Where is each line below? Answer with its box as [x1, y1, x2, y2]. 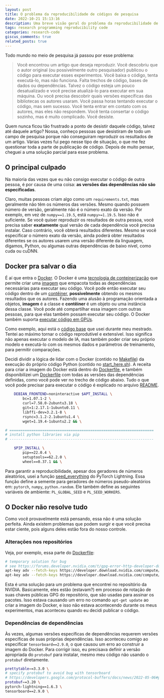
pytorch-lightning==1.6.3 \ [5, 684, 62, 689]
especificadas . [5, 187, 36, 192]
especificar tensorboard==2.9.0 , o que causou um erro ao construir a [5, 641, 144, 647]
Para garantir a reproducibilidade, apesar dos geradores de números [5, 468, 143, 474]
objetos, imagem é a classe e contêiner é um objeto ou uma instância [5, 301, 146, 307]
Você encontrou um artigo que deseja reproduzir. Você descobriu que [17, 62, 158, 67]
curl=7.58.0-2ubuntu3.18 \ [22, 401, 78, 406]
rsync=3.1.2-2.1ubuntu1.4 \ [22, 414, 80, 419]
